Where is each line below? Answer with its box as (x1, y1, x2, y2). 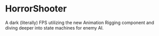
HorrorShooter (5, 3, 67, 14)
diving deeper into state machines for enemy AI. (5, 24, 104, 30)
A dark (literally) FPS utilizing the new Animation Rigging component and (5, 19, 155, 25)
